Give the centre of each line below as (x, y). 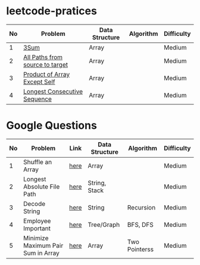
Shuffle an (38, 162)
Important (37, 228)
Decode (35, 204)
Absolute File (42, 186)
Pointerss (140, 249)
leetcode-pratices (51, 11)
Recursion (141, 207)
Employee (37, 221)
